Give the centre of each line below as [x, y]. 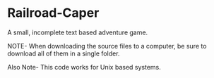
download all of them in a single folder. [64, 53]
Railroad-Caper [53, 13]
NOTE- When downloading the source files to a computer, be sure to [107, 46]
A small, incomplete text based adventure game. [78, 32]
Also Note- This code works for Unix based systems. [84, 67]
